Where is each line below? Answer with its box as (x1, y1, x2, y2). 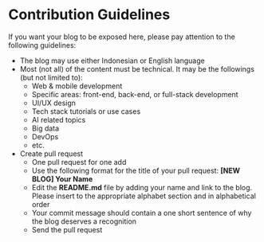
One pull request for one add (31, 157, 127, 166)
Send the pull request (31, 224, 103, 234)
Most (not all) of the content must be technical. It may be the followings (19, 64, 255, 73)
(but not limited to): (19, 72, 83, 82)
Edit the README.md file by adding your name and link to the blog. (31, 182, 253, 192)
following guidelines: (8, 40, 77, 49)
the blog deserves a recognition (31, 217, 137, 226)
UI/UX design (31, 98, 77, 107)
